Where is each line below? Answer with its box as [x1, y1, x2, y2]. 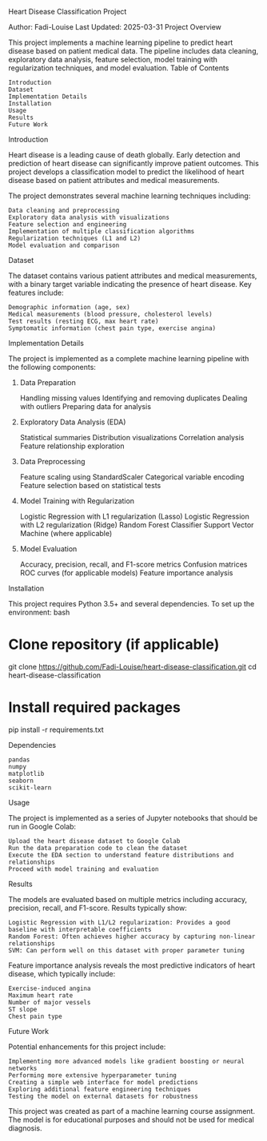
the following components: [8, 363, 96, 372]
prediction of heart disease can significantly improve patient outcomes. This [8, 159, 260, 168]
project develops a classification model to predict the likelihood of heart [8, 167, 245, 177]
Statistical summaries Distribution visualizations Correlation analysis [19, 433, 245, 442]
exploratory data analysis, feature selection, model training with [8, 55, 218, 64]
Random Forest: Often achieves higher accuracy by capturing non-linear [8, 932, 256, 940]
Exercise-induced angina [8, 984, 91, 992]
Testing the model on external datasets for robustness [8, 1092, 198, 1100]
